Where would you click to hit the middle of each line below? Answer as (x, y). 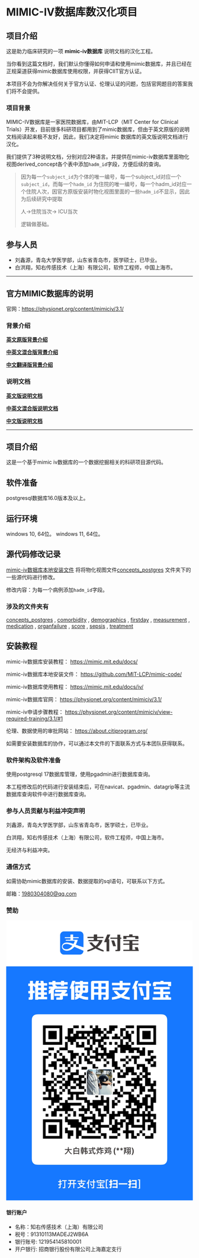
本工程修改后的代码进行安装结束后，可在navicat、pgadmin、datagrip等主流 (98, 787)
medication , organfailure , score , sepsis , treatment (70, 626)
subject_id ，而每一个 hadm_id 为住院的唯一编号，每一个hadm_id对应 (104, 184)
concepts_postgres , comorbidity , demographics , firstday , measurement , (98, 620)
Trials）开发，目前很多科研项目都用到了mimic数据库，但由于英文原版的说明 (98, 129)
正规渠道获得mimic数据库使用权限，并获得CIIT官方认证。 (76, 71)
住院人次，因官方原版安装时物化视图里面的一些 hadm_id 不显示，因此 (108, 192)
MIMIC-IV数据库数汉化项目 (72, 12)
